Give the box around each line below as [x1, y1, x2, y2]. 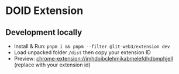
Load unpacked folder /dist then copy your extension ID [13, 49, 152, 56]
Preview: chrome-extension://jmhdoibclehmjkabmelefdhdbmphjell [13, 55, 173, 62]
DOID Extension [5, 4, 84, 17]
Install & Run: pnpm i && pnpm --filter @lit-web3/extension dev [13, 43, 170, 50]
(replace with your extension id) [13, 61, 91, 68]
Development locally [5, 27, 82, 37]
